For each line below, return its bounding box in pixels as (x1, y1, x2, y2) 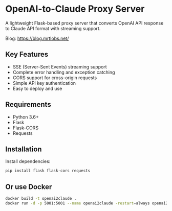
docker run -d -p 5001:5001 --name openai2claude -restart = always (5, 200, 150, 206)
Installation (5, 145, 42, 153)
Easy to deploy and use (12, 85, 62, 91)
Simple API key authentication (12, 80, 76, 86)
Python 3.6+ (12, 113, 39, 120)
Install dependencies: (5, 158, 51, 165)
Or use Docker (5, 182, 52, 191)
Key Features (5, 50, 49, 59)
